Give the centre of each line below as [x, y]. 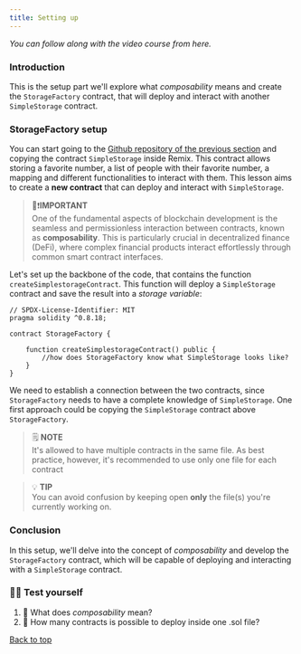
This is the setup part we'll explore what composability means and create [146, 86]
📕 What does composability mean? [87, 612]
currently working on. [71, 507]
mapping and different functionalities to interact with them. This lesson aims [150, 178]
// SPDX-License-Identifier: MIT [72, 310]
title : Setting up [44, 18]
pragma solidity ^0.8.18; [58, 318]
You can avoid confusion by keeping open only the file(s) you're [151, 498]
